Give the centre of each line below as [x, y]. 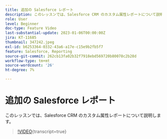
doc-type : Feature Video [31, 28]
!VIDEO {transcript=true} [42, 131]
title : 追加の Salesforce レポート [39, 10]
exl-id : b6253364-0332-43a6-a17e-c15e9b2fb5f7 [54, 47]
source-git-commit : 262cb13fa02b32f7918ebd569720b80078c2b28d [71, 56]
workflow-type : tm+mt [28, 61]
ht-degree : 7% [20, 70]
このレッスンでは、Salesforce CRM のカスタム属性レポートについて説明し [81, 115]
